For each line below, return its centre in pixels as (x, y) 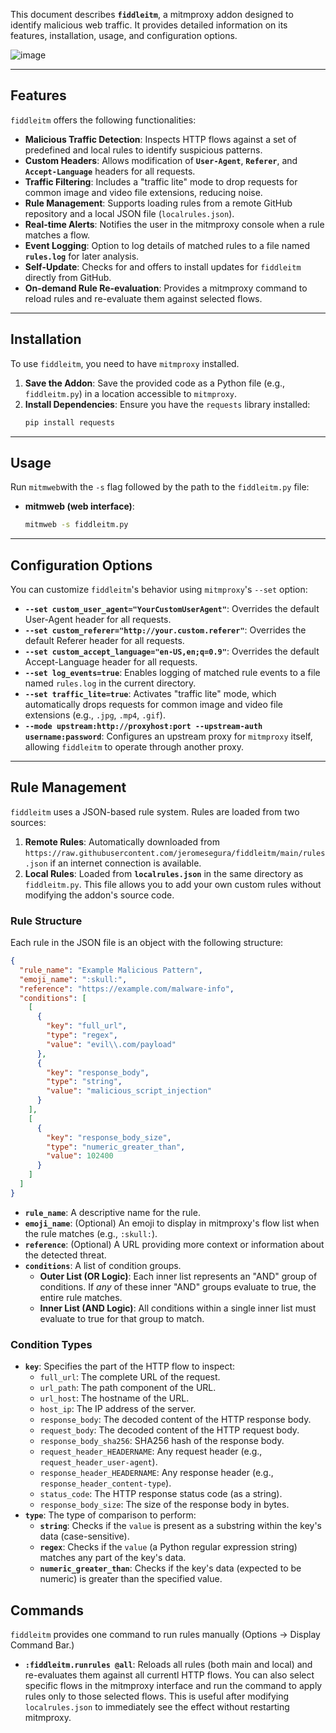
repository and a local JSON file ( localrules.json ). (129, 213)
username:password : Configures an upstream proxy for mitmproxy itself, (168, 736)
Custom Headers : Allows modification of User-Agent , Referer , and (161, 160)
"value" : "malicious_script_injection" (129, 1091)
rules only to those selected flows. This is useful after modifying (157, 1696)
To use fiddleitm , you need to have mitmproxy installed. (125, 363)
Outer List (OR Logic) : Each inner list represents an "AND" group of (178, 1276)
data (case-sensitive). (84, 1536)
